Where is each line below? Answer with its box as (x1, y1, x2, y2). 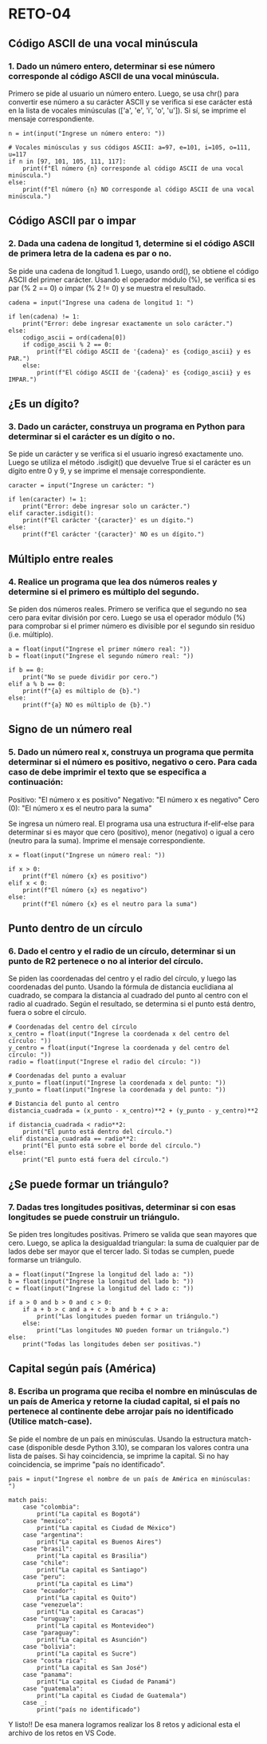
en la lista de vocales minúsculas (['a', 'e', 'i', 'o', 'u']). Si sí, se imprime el (8, 105, 246, 115)
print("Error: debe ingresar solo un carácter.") (22, 502, 191, 511)
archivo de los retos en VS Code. (8, 1728, 116, 1738)
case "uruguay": (22, 1615, 77, 1623)
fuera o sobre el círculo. (8, 1008, 87, 1017)
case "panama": (22, 1671, 73, 1679)
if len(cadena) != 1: (8, 312, 80, 320)
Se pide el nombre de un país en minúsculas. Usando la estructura (8, 1434, 226, 1444)
